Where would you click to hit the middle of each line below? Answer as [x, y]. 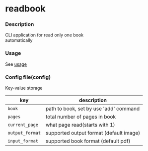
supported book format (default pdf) [88, 141]
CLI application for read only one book [44, 35]
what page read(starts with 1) [80, 125]
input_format [23, 141]
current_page [23, 125]
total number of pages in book [80, 117]
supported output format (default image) [93, 133]
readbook [25, 9]
